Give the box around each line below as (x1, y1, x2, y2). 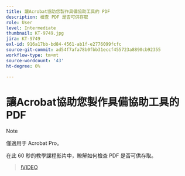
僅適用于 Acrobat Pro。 (6, 140, 63, 147)
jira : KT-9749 (6, 36, 41, 42)
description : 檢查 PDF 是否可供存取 (6, 14, 88, 20)
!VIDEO (20, 164, 38, 171)
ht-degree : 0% (6, 63, 41, 69)
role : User (6, 19, 33, 25)
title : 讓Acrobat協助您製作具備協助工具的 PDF (6, 8, 110, 15)
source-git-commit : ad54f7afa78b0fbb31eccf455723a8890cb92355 (6, 47, 161, 53)
